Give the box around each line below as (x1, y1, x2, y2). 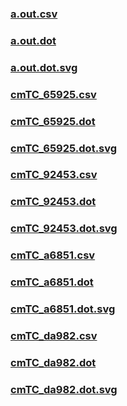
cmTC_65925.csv (10, 87, 97, 101)
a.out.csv (10, 7, 58, 21)
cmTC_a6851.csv (10, 248, 96, 262)
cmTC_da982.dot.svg (10, 382, 118, 396)
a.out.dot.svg (10, 60, 78, 74)
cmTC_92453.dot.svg (10, 222, 118, 236)
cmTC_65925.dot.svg (10, 141, 118, 155)
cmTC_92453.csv (10, 168, 98, 182)
